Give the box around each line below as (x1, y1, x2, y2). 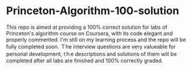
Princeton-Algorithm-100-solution (6, 4, 180, 18)
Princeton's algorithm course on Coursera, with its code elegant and (6, 29, 173, 36)
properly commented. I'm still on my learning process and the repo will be (6, 36, 187, 43)
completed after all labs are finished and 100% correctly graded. (6, 57, 164, 64)
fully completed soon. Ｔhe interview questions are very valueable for (6, 43, 176, 50)
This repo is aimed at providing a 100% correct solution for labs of (6, 24, 168, 31)
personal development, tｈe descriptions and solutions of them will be (6, 50, 177, 57)
